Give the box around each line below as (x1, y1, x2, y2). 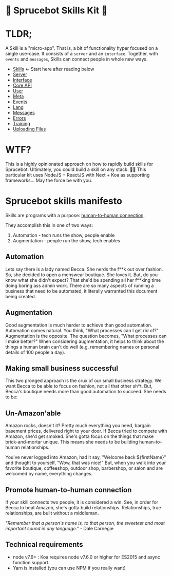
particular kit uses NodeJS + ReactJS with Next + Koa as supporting (5, 172, 150, 178)
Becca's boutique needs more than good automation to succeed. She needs (5, 389, 167, 395)
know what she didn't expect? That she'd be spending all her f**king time (5, 277, 161, 283)
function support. (12, 559, 50, 565)
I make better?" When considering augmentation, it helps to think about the (5, 338, 164, 344)
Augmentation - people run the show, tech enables (12, 238, 121, 243)
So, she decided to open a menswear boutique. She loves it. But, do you (5, 272, 158, 278)
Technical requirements (5, 540, 83, 549)
